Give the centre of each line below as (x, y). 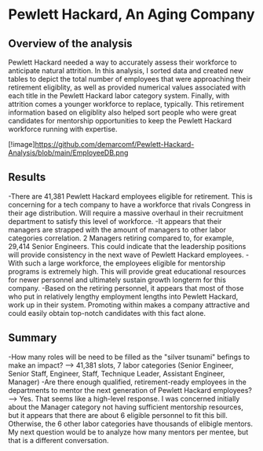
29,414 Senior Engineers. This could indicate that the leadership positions (127, 246)
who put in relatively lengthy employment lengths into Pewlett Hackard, (123, 296)
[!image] (22, 144)
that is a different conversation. (58, 440)
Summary (33, 338)
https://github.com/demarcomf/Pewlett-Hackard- (115, 144)
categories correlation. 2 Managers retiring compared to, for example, (121, 238)
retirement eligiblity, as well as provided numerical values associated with (127, 87)
